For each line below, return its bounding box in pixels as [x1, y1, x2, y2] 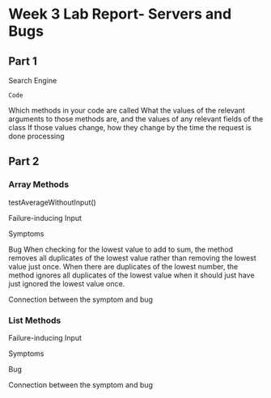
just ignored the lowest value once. [8, 278, 125, 288]
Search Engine [8, 76, 57, 85]
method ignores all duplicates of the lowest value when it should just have [8, 270, 255, 280]
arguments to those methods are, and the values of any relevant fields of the [8, 114, 264, 124]
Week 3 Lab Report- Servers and [8, 5, 232, 23]
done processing [8, 131, 65, 141]
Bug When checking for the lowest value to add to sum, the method [8, 244, 233, 254]
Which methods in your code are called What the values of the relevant [8, 106, 245, 115]
